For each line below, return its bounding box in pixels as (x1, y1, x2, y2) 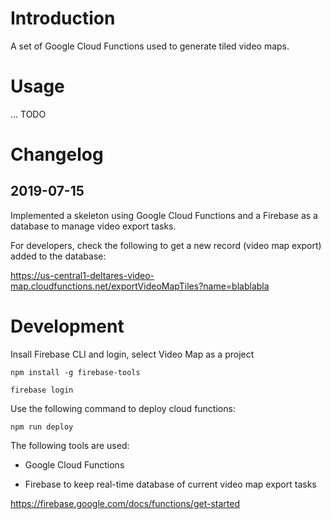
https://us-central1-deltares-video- (10, 269, 155, 281)
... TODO (10, 108, 47, 120)
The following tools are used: (10, 439, 130, 451)
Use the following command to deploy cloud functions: (10, 402, 236, 414)
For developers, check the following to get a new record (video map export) (10, 239, 322, 251)
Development (10, 315, 125, 338)
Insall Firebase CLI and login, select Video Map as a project (10, 348, 255, 360)
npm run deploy (10, 422, 74, 432)
